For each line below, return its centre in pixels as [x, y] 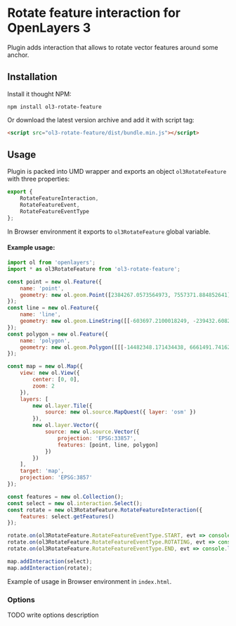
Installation [32, 77]
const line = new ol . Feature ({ [53, 308]
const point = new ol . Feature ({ [54, 282]
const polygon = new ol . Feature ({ [58, 334]
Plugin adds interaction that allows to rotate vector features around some [113, 47]
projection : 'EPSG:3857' [56, 478]
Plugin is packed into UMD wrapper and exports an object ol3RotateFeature [117, 172]
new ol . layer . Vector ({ [66, 426]
